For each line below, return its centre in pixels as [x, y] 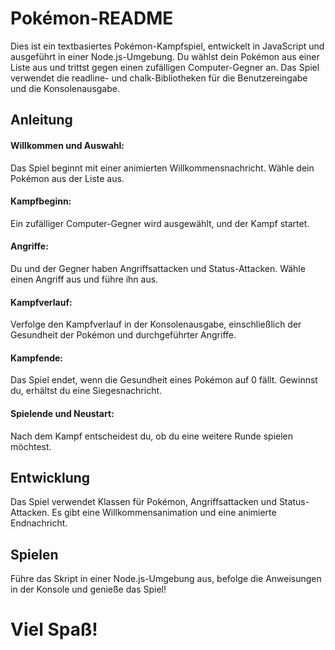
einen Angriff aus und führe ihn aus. [84, 279]
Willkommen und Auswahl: [67, 145]
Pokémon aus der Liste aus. [67, 178]
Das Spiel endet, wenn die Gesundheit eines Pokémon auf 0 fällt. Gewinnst [164, 380]
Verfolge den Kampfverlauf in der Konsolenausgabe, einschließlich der [156, 324]
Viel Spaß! [54, 629]
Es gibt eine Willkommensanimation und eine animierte [164, 513]
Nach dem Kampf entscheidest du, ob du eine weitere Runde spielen [152, 436]
